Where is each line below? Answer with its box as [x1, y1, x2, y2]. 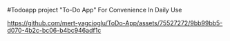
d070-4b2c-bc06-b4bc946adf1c [7, 27, 102, 34]
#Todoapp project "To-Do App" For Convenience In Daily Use [7, 6, 182, 14]
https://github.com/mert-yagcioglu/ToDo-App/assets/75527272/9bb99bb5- [7, 19, 223, 27]
